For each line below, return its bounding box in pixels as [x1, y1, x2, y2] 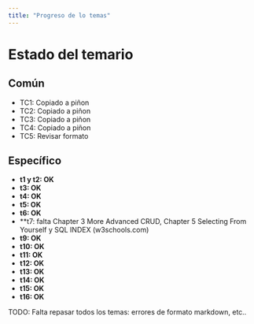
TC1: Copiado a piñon [19, 98, 90, 107]
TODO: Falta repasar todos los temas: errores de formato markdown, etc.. [8, 307, 247, 317]
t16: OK [19, 292, 45, 302]
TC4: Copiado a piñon [19, 123, 91, 132]
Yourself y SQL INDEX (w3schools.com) [19, 225, 149, 235]
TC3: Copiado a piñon [19, 114, 91, 124]
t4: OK [19, 192, 42, 201]
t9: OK [19, 233, 42, 243]
